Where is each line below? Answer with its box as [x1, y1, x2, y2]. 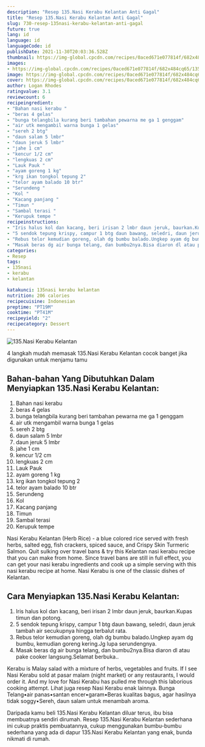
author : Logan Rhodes [7, 83, 62, 89]
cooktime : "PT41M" [7, 310, 54, 316]
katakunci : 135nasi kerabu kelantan [7, 286, 100, 293]
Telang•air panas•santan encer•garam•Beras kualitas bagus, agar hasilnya [7, 691, 196, 698]
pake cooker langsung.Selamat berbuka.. [15, 653, 119, 660]
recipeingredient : [7, 100, 54, 106]
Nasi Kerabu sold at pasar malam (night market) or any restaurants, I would [7, 671, 195, 679]
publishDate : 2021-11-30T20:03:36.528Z [7, 49, 108, 55]
